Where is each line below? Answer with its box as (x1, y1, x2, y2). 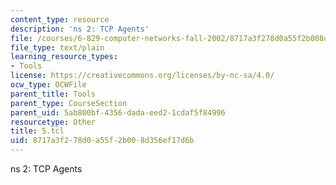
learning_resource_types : (10, 52, 118, 62)
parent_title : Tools (10, 89, 97, 99)
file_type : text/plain (10, 42, 105, 53)
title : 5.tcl (10, 126, 65, 136)
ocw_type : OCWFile (10, 80, 87, 90)
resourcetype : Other (10, 117, 97, 127)
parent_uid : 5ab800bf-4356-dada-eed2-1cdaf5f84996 (10, 107, 226, 118)
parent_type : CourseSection (10, 98, 128, 108)
